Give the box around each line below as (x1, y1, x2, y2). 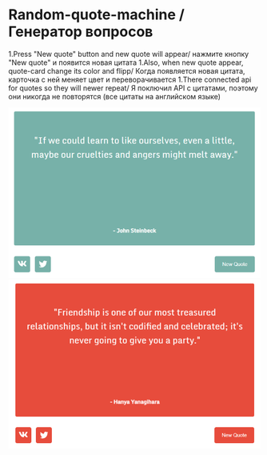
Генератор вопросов (8, 22, 153, 41)
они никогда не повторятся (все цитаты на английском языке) (8, 91, 221, 101)
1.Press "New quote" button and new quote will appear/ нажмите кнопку (8, 49, 249, 58)
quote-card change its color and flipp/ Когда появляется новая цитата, (8, 66, 245, 75)
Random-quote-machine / (8, 6, 185, 24)
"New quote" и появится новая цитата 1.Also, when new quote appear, (8, 58, 244, 67)
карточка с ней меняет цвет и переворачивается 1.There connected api (8, 74, 252, 84)
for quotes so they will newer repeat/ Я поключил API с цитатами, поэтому (8, 83, 258, 93)
